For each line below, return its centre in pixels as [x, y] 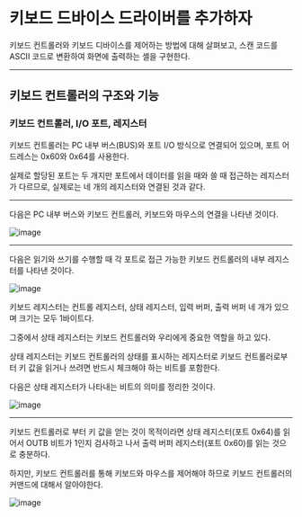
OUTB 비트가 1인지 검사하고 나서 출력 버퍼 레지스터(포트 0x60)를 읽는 [148, 442]
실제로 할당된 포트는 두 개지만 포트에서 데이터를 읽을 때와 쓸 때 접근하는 [134, 175]
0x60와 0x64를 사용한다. [84, 156]
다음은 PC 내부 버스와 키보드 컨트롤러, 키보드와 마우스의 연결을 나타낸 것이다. [144, 214]
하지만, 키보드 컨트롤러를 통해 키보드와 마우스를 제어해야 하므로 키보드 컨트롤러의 [151, 473]
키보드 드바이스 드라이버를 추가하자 [131, 18]
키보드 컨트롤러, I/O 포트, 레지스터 [78, 124]
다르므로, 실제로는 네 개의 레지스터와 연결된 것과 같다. [112, 186]
